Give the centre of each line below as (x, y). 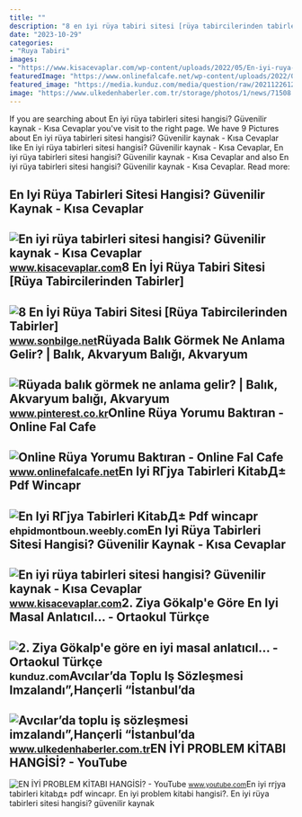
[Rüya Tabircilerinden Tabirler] (97, 281)
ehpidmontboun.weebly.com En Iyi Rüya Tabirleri (135, 530)
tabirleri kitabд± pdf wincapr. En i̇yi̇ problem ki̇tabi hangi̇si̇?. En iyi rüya (139, 794)
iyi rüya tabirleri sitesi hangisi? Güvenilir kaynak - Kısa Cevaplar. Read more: (150, 166)
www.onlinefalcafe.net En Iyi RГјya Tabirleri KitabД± (148, 472)
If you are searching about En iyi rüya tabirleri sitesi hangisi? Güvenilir (138, 119)
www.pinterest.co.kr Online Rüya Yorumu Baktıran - (147, 413)
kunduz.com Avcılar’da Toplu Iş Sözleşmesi (126, 676)
